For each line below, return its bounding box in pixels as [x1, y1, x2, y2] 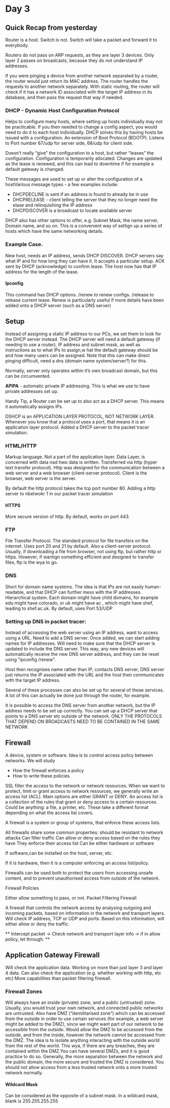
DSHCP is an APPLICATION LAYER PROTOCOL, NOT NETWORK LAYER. [5, 413, 155, 420]
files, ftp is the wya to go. [5, 559, 58, 565]
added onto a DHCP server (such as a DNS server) [5, 302, 112, 308]
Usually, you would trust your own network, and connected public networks [5, 1005, 163, 1011]
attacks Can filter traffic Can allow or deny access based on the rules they [5, 834, 160, 841]
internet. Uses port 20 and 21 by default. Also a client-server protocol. [5, 543, 152, 549]
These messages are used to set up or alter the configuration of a [5, 176, 143, 182]
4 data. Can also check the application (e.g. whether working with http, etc [5, 970, 161, 976]
